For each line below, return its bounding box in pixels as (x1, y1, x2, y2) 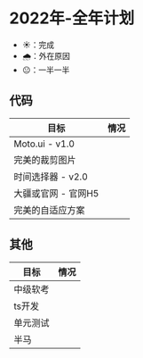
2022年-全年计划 (9, 8, 135, 29)
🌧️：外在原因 (21, 50, 71, 61)
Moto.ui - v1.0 (13, 137, 75, 150)
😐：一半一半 (21, 64, 70, 75)
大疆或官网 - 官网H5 (13, 187, 99, 199)
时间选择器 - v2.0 (13, 171, 89, 183)
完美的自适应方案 (13, 204, 86, 216)
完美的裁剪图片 (13, 154, 77, 166)
